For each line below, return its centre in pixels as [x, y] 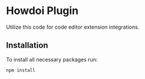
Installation [27, 45]
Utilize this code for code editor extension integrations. [73, 27]
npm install [21, 70]
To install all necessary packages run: [52, 59]
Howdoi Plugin [42, 11]
